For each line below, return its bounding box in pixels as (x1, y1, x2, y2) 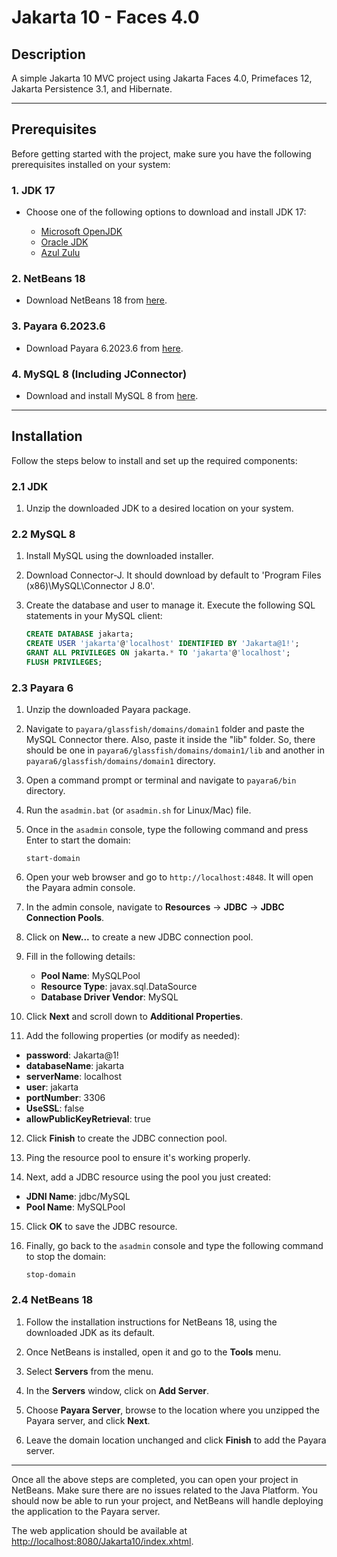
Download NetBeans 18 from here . (25, 294, 168, 306)
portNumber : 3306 (25, 1092, 106, 1104)
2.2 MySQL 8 (11, 527, 76, 541)
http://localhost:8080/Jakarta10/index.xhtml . (11, 1535, 194, 1547)
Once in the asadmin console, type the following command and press (25, 824, 309, 836)
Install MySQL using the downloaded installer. (25, 550, 214, 562)
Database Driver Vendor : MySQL (40, 991, 179, 1003)
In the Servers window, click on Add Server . (25, 1384, 210, 1396)
